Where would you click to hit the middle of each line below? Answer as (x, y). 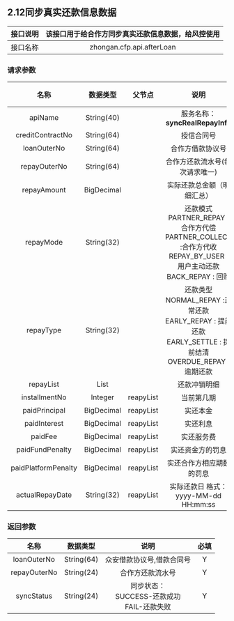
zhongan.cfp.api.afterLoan (133, 47)
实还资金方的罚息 (198, 450)
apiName (44, 118)
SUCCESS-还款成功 (148, 597)
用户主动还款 (198, 266)
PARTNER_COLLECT (198, 237)
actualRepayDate (44, 495)
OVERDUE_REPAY (197, 362)
